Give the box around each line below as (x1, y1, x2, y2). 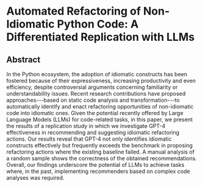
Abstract (6, 54, 41, 65)
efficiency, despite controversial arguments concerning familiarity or (6, 83, 178, 91)
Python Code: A (57, 17, 139, 31)
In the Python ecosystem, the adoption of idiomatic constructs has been (6, 71, 188, 77)
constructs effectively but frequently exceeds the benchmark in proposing (6, 142, 193, 149)
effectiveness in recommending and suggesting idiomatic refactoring (6, 129, 180, 136)
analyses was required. (6, 174, 65, 181)
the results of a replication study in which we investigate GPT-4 (6, 122, 166, 129)
